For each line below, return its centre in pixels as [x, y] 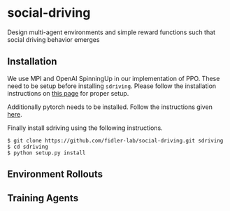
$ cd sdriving [28, 147]
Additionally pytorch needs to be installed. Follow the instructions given [110, 107]
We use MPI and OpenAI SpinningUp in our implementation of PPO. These [114, 78]
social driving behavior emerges [53, 39]
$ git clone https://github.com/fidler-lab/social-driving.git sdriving [115, 140]
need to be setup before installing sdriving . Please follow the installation [112, 86]
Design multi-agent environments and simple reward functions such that [111, 32]
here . [15, 114]
